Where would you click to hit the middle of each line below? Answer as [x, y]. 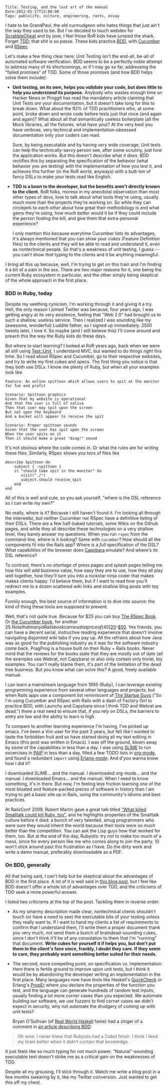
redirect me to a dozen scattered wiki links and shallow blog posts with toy [82, 586]
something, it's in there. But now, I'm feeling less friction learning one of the [83, 784]
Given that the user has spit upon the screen [54, 430]
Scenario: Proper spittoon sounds [41, 426]
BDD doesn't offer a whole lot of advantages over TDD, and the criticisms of [83, 887]
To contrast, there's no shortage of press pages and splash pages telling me [84, 565]
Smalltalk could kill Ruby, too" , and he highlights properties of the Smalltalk [82, 815]
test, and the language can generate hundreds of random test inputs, [83, 990]
